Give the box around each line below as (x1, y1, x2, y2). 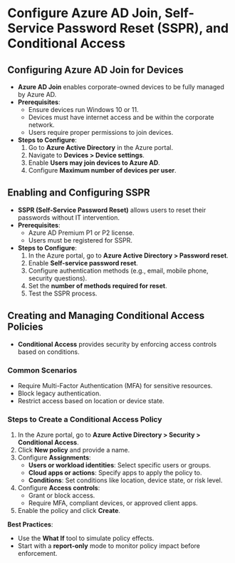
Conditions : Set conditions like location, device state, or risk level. (28, 476, 223, 485)
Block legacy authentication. (17, 389, 101, 397)
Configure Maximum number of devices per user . (28, 166, 177, 174)
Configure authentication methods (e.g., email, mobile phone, (28, 266, 209, 275)
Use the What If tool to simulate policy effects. (17, 534, 155, 543)
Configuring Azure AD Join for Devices (7, 64, 184, 76)
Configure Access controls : (17, 484, 100, 492)
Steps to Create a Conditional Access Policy (7, 414, 162, 424)
